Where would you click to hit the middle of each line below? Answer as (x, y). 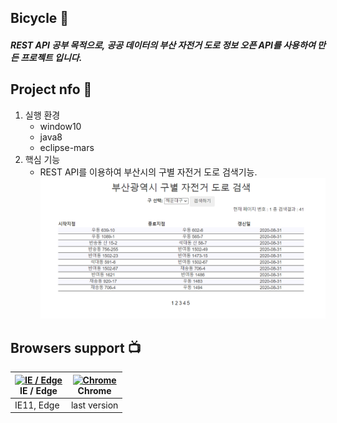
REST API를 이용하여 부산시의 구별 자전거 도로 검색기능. (148, 172)
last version (94, 405)
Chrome (94, 390)
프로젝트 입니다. (51, 57)
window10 (60, 126)
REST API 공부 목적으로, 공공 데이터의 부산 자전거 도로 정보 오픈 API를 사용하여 (163, 45)
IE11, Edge (37, 405)
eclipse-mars (67, 147)
